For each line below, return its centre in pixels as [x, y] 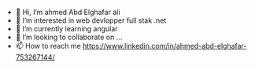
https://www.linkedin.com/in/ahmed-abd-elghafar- [164, 46]
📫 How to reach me [48, 46]
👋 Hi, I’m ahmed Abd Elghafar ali [68, 12]
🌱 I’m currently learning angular [67, 29]
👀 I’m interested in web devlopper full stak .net [91, 20]
